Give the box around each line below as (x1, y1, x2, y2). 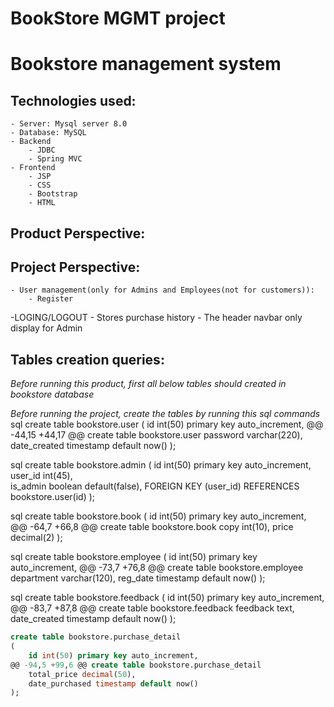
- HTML (28, 198, 56, 208)
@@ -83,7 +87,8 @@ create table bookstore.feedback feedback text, (10, 602, 295, 614)
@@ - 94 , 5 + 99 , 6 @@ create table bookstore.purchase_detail (10, 660, 262, 670)
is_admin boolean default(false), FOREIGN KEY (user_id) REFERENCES (10, 480, 300, 492)
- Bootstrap (28, 189, 78, 199)
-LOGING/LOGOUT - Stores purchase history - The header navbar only (10, 312, 303, 324)
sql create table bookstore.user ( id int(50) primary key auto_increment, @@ (10, 418, 324, 431)
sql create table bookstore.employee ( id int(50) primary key (10, 551, 258, 563)
